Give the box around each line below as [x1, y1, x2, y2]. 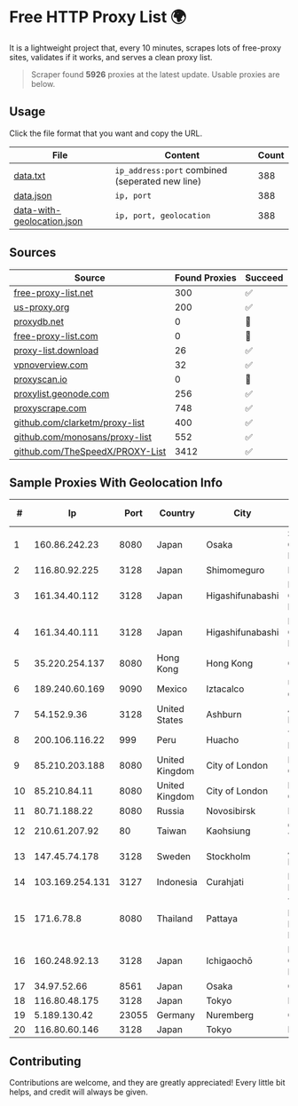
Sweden [156, 850, 191, 863]
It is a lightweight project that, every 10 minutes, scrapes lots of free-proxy [9, 42, 282, 53]
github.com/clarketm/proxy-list [13, 416, 145, 429]
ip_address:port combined [114, 163, 228, 176]
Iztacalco [206, 683, 245, 695]
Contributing [9, 1054, 82, 1069]
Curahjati [206, 876, 244, 889]
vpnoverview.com [13, 359, 89, 371]
